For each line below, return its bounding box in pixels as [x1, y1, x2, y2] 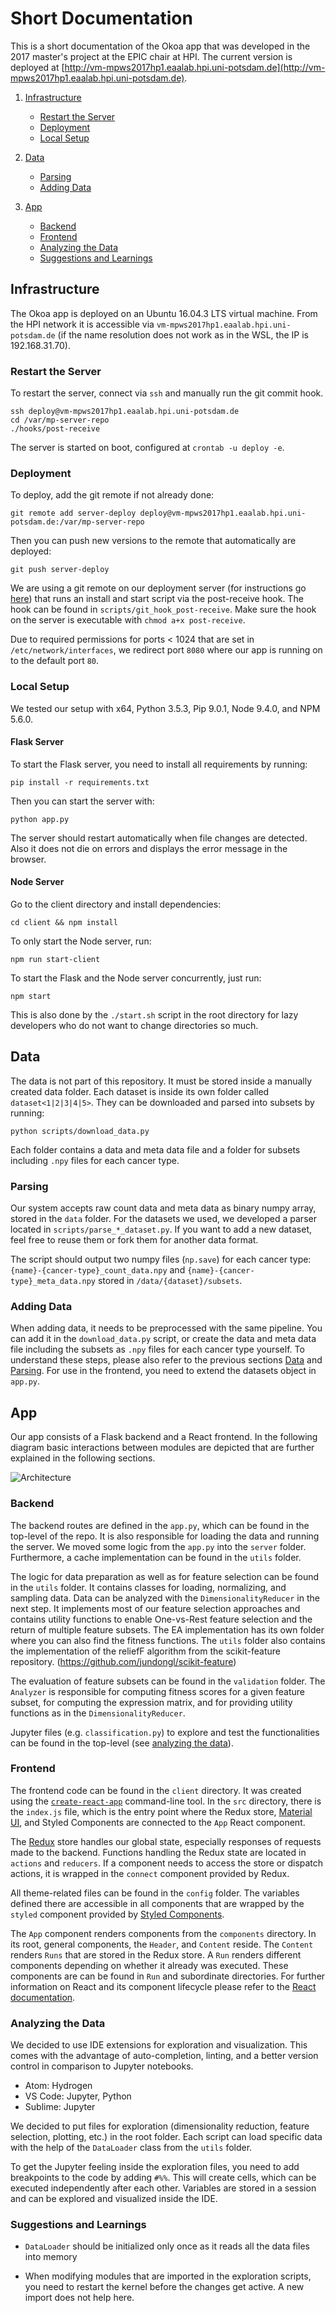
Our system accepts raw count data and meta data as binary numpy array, [10, 1202, 317, 1214]
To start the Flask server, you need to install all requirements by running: [10, 758, 308, 770]
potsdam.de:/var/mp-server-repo [10, 517, 145, 527]
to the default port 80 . [10, 655, 100, 667]
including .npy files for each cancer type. [10, 1154, 180, 1166]
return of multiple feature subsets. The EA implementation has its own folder [10, 1623, 325, 1636]
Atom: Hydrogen [24, 2080, 93, 2092]
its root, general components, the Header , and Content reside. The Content [10, 1938, 314, 1950]
